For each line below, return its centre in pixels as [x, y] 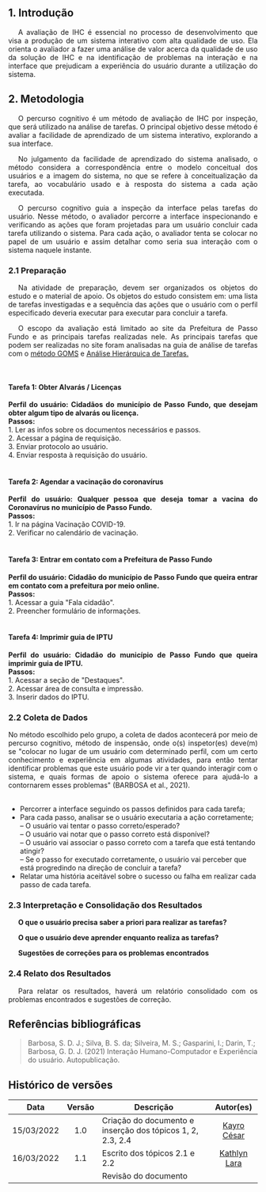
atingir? [32, 851]
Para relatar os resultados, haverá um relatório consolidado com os [138, 991]
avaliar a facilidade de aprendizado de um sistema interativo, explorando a [133, 135]
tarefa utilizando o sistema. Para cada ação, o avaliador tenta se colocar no [133, 233]
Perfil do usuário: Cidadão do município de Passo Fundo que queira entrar [133, 577]
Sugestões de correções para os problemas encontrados [114, 953]
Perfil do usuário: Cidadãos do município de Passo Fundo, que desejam [133, 405]
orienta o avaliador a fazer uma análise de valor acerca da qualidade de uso [133, 49]
